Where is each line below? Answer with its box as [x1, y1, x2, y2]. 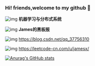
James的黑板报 [19, 26, 50, 32]
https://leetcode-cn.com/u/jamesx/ [19, 46, 90, 52]
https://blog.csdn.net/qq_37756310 [19, 36, 90, 42]
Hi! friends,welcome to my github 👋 [5, 4, 91, 11]
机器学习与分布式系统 [19, 16, 62, 22]
